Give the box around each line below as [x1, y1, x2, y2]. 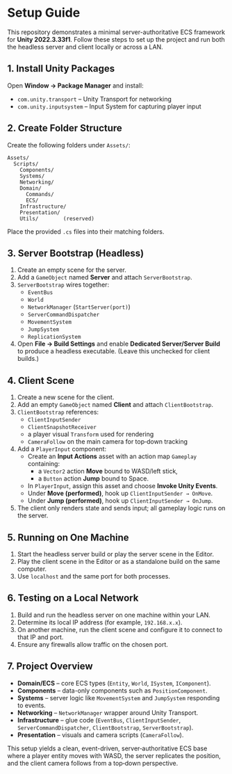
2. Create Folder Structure [7, 122, 123, 134]
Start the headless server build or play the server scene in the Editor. [17, 550, 214, 558]
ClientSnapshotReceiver [27, 424, 97, 431]
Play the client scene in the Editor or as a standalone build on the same [17, 558, 220, 565]
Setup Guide [7, 5, 81, 21]
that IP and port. [17, 633, 64, 641]
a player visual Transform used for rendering [27, 430, 154, 439]
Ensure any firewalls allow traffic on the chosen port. [17, 640, 169, 648]
